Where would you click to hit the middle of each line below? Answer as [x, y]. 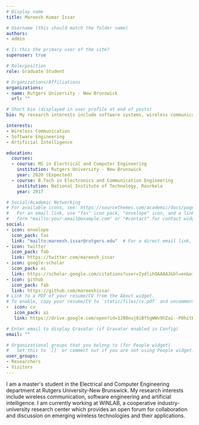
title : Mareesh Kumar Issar [41, 17]
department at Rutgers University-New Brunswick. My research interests [95, 390]
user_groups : [22, 356]
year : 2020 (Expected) [45, 175]
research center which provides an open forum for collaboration [110, 409]
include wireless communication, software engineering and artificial [89, 397]
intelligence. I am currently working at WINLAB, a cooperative [81, 403]
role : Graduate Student [36, 71]
